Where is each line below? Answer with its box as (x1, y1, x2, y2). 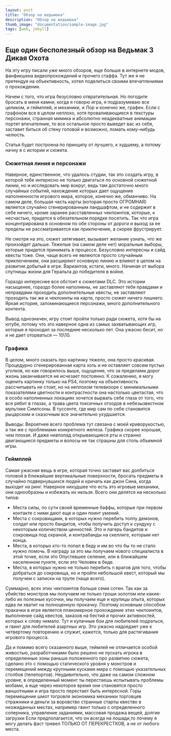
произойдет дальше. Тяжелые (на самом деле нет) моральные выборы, (5, 242, 163, 248)
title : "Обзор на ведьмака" (5, 12, 65, 17)
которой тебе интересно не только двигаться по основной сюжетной (5, 177, 157, 183)
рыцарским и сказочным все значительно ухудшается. (5, 411, 126, 417)
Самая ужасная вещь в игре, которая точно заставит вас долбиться (5, 467, 155, 473)
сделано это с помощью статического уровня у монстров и (5, 660, 136, 667)
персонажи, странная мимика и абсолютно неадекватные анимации (5, 115, 156, 121)
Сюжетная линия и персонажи (5, 160, 86, 167)
